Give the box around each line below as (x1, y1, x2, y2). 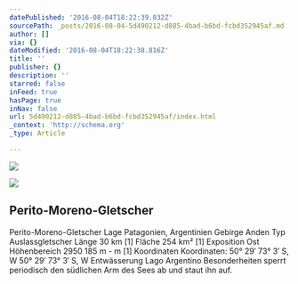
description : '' (9, 71, 69, 80)
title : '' (9, 54, 46, 63)
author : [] (9, 29, 50, 38)
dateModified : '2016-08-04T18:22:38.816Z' (9, 46, 169, 55)
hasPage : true (9, 95, 62, 105)
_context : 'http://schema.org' (9, 121, 125, 130)
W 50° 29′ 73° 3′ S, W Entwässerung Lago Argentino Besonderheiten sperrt (9, 255, 286, 265)
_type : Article (9, 129, 66, 138)
